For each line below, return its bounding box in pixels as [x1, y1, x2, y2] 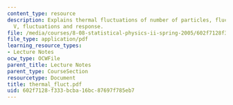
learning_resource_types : [7, 42, 82, 49]
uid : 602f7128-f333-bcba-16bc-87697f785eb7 [7, 87, 135, 94]
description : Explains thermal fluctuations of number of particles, [7, 17, 213, 23]
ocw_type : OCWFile [7, 55, 60, 62]
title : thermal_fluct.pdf [7, 81, 82, 88]
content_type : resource [7, 10, 76, 17]
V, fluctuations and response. [13, 23, 104, 30]
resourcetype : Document [7, 74, 76, 82]
